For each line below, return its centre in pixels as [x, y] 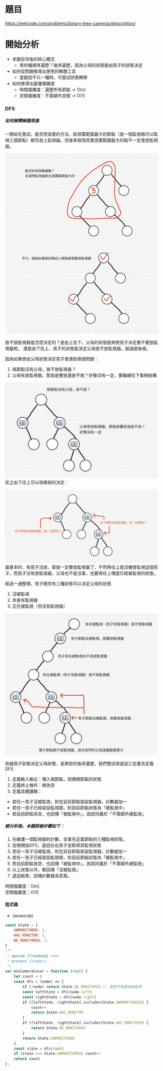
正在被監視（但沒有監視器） [40, 606]
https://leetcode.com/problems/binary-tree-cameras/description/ [70, 23]
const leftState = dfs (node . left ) [57, 992]
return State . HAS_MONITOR [57, 1012]
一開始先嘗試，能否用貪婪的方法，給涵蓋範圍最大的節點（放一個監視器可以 [79, 134]
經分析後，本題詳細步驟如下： [35, 826]
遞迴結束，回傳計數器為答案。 [42, 876]
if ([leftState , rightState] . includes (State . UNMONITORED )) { [86, 1002]
